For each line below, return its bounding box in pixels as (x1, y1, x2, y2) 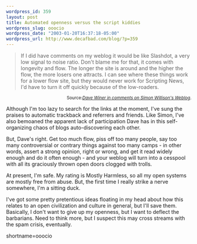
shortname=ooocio (6, 232, 52, 239)
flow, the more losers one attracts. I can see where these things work (20, 71, 188, 78)
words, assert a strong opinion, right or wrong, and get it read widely (6, 148, 172, 155)
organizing (6, 124, 32, 131)
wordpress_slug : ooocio (6, 25, 65, 31)
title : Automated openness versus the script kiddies (6, 19, 141, 25)
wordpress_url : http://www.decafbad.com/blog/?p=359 (6, 36, 138, 42)
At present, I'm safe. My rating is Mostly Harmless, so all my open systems (6, 172, 187, 179)
